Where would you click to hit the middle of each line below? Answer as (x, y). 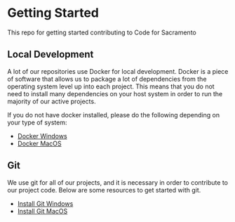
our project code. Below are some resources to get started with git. (104, 190)
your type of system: (37, 122)
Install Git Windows (45, 203)
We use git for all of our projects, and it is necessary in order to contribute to (117, 182)
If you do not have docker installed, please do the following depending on (113, 115)
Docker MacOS (39, 143)
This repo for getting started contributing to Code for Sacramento (102, 32)
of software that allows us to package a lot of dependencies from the (107, 79)
